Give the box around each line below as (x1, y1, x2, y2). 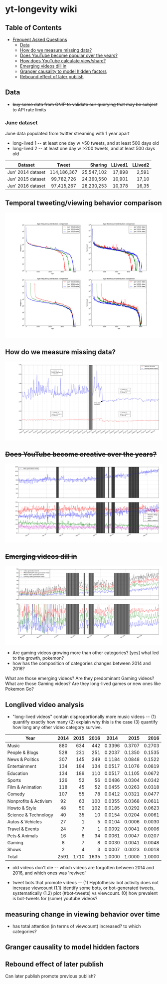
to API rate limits (12, 106, 46, 113)
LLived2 (132, 162, 150, 168)
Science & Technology (7, 812, 53, 818)
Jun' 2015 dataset (7, 176, 46, 182)
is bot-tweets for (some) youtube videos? (12, 896, 98, 902)
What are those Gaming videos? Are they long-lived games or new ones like (5, 681, 161, 687)
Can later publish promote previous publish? (5, 973, 96, 979)
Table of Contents (5, 23, 62, 32)
